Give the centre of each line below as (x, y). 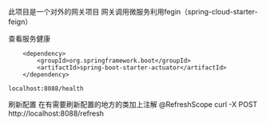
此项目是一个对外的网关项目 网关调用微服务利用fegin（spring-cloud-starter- (133, 12)
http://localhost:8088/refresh (56, 113)
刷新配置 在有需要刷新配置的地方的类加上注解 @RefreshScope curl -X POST (133, 104)
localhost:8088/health (46, 89)
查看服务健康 (29, 39)
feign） (20, 22)
